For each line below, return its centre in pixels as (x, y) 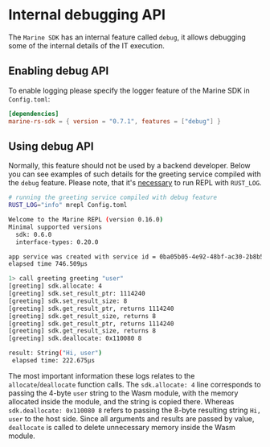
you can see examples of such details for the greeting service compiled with (135, 174)
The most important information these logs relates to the (102, 375)
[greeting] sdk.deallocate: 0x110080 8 (75, 339)
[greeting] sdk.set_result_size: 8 (68, 301)
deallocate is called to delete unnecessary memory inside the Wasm (122, 427)
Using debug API (51, 146)
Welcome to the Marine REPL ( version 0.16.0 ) (86, 220)
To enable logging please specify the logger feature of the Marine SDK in (129, 90)
